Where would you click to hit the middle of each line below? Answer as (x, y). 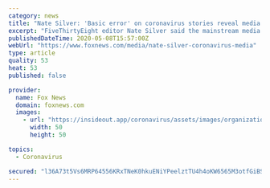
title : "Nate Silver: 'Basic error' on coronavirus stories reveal (124, 23)
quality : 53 (28, 61)
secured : (23, 171)
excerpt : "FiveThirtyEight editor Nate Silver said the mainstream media (135, 31)
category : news (34, 16)
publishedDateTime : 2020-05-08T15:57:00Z (79, 38)
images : (29, 112)
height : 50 (48, 135)
